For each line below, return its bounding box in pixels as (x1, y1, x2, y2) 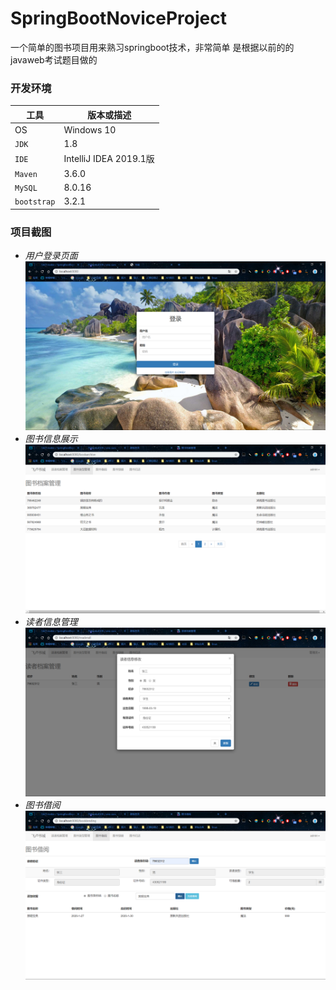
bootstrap (14, 197, 56, 207)
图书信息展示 (24, 433, 78, 445)
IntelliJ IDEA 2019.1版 (63, 153, 155, 165)
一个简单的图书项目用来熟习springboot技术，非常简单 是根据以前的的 (10, 41, 295, 53)
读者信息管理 (24, 616, 78, 628)
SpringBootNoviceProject (10, 7, 227, 30)
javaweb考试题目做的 (10, 53, 98, 66)
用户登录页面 (24, 250, 78, 262)
